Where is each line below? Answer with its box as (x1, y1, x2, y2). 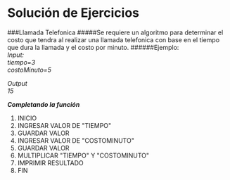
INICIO (17, 114, 37, 122)
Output (7, 79, 28, 87)
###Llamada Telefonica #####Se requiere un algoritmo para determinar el (7, 28, 224, 37)
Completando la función (7, 100, 80, 108)
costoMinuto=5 (7, 65, 51, 74)
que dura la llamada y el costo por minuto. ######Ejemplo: (7, 43, 179, 51)
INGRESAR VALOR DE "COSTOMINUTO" (17, 136, 135, 145)
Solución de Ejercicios (7, 5, 139, 21)
